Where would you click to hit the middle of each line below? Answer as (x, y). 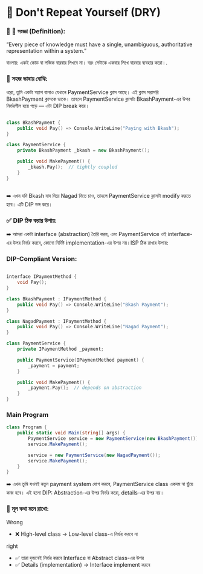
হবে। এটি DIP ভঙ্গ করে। (29, 204)
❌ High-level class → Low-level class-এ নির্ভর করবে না (76, 534)
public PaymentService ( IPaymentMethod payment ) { (81, 360)
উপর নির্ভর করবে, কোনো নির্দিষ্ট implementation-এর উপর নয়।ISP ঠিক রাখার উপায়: (91, 243)
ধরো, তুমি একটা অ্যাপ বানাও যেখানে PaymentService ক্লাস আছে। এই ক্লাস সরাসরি (82, 92)
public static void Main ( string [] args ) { (71, 433)
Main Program (27, 414)
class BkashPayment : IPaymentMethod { (56, 299)
